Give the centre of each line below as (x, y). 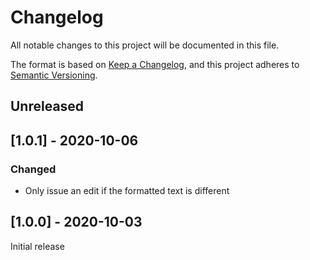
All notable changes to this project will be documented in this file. (145, 45)
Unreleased (47, 106)
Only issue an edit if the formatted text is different (127, 191)
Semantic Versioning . (54, 75)
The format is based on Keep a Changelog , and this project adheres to (155, 64)
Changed (33, 169)
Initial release (37, 246)
